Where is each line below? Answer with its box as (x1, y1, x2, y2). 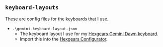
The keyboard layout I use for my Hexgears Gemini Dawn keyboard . (19, 31, 159, 37)
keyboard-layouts (5, 4, 59, 11)
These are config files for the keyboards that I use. (5, 16, 109, 22)
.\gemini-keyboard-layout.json (12, 26, 78, 31)
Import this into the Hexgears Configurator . (19, 36, 108, 42)
